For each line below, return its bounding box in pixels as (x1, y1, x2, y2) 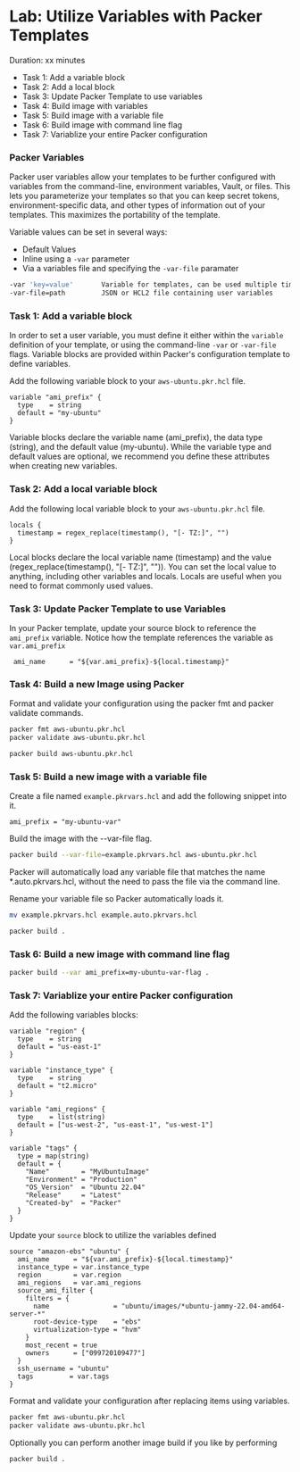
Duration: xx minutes (9, 54, 86, 65)
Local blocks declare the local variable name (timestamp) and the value (9, 552, 272, 562)
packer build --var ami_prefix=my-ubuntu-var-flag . (9, 969, 210, 977)
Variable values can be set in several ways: (9, 227, 168, 237)
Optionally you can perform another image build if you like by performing (9, 1437, 278, 1448)
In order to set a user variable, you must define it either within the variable (9, 330, 284, 341)
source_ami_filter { (17, 1286, 94, 1295)
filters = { (25, 1294, 70, 1303)
